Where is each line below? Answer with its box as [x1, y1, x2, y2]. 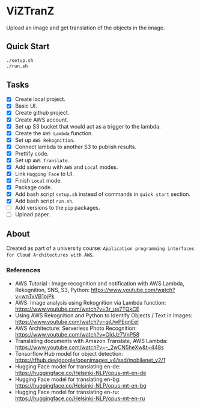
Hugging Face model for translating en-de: [14, 362, 121, 370]
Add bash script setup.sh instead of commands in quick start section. [14, 190, 191, 198]
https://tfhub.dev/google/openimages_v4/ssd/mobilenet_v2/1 [14, 356, 166, 364]
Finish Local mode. [14, 177, 62, 184]
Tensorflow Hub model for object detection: [14, 350, 123, 357]
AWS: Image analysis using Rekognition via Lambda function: [14, 299, 166, 306]
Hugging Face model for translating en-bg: [14, 376, 121, 383]
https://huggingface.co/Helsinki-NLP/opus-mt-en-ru [14, 395, 145, 402]
